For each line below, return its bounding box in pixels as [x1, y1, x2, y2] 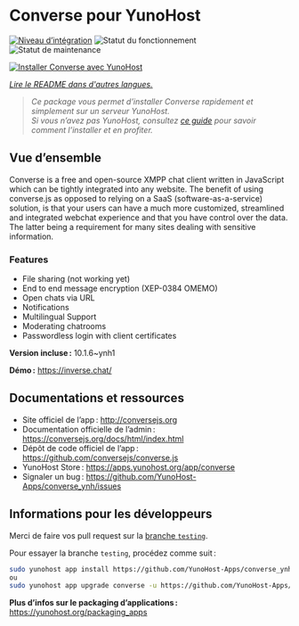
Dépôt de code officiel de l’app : [21, 442, 140, 453]
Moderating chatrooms [21, 321, 107, 332]
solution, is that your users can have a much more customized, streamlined [9, 202, 285, 213]
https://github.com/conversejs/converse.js [21, 452, 179, 463]
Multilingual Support [21, 311, 97, 322]
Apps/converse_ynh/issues [21, 481, 122, 491]
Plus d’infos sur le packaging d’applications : [9, 597, 178, 608]
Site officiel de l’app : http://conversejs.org [21, 414, 178, 424]
